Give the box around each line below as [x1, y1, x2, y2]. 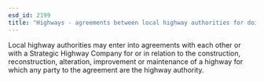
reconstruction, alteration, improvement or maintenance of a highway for [8, 56, 244, 66]
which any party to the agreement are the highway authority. [8, 65, 204, 74]
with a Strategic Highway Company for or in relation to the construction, [8, 48, 241, 58]
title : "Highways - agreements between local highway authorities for [8, 19, 244, 27]
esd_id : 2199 [8, 11, 51, 20]
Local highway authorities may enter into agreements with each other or [8, 40, 241, 49]
